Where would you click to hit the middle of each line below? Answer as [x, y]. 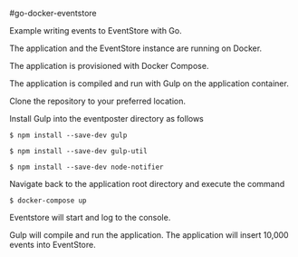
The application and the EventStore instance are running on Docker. [136, 48]
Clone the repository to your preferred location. [98, 101]
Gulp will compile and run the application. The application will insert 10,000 [149, 235]
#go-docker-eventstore [53, 13]
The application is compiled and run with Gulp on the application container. [149, 84]
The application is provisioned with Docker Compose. [109, 66]
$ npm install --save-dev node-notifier [87, 167]
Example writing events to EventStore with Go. [96, 30]
